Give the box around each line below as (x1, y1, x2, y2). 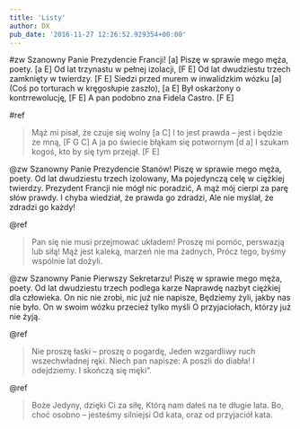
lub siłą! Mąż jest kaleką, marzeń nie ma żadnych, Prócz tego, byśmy (31, 246, 287, 257)
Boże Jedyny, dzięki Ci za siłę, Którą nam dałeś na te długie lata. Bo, (31, 400, 285, 411)
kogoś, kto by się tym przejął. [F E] (31, 146, 160, 157)
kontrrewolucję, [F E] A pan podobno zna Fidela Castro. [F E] (9, 92, 234, 103)
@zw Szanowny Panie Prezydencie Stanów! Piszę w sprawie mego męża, (9, 163, 282, 175)
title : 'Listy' (9, 13, 66, 22)
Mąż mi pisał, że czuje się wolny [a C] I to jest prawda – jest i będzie (31, 127, 283, 138)
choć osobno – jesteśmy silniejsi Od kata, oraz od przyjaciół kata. (31, 409, 273, 420)
